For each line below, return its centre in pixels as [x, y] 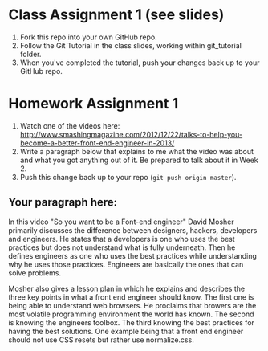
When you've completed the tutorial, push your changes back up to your [140, 63]
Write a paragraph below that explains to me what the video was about [137, 151]
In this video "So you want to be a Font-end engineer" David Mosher [121, 222]
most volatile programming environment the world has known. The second [131, 314]
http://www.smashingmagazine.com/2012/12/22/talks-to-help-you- [131, 134]
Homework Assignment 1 [93, 104]
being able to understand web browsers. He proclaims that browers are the [132, 305]
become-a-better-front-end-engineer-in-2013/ [97, 143]
